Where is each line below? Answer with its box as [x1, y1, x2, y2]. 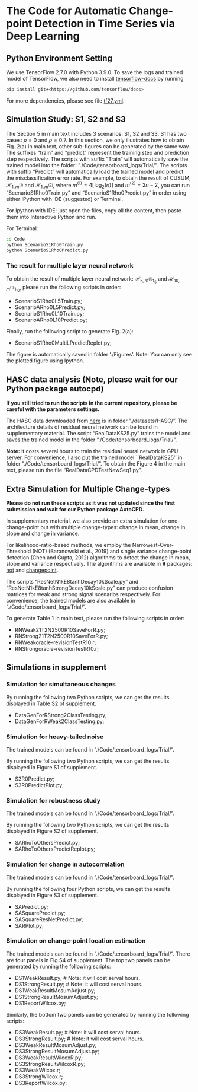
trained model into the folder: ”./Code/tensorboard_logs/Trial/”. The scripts [6, 161, 187, 168]
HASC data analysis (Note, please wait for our [6, 374, 178, 384]
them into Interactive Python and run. [6, 214, 97, 221]
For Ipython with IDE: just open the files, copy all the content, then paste [6, 207, 182, 214]
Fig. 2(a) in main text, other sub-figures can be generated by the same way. [6, 142, 190, 149]
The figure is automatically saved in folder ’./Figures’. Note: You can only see [6, 351, 192, 358]
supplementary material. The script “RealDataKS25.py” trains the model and [6, 430, 191, 437]
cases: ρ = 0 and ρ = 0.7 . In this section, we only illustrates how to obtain [6, 136, 184, 144]
